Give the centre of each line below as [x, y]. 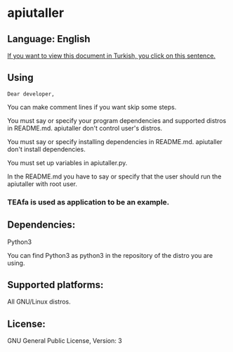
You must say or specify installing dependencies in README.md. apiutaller [115, 141]
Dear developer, [31, 94]
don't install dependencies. [46, 149]
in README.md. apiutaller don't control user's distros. [85, 128]
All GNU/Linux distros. [39, 302]
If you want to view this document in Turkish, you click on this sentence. [112, 56]
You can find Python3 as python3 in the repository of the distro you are [110, 255]
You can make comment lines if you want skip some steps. [92, 107]
